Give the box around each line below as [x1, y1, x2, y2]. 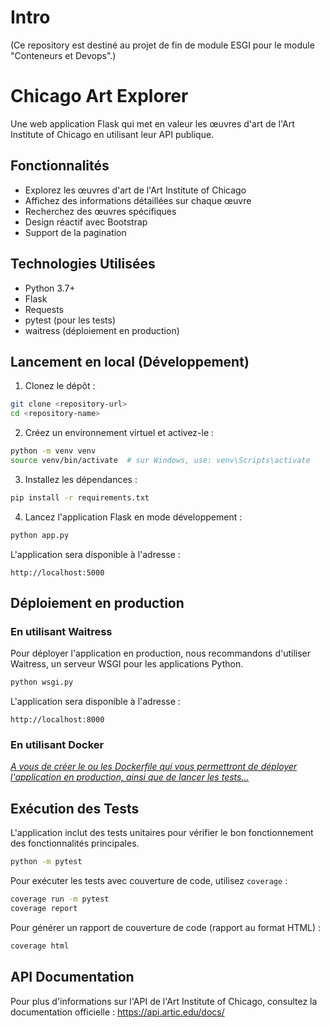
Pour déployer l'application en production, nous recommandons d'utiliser [10, 647, 312, 660]
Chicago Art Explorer [10, 85, 189, 108]
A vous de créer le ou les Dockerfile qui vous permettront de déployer [10, 761, 298, 773]
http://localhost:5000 [10, 567, 105, 578]
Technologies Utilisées [10, 256, 156, 273]
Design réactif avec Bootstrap [24, 216, 148, 228]
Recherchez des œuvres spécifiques [24, 205, 177, 217]
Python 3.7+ [24, 282, 76, 294]
